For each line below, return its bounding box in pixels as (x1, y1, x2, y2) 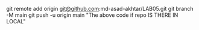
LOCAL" (6, 18, 26, 25)
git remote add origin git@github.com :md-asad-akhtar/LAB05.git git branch (6, 5, 194, 12)
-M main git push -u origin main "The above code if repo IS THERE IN (6, 11, 178, 19)
